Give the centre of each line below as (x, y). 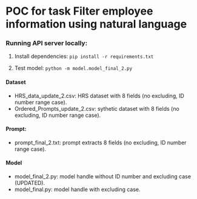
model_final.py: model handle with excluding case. (77, 189)
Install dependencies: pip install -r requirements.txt (84, 57)
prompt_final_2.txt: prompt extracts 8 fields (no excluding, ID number (100, 142)
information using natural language (96, 24)
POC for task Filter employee (79, 11)
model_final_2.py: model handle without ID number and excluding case (103, 176)
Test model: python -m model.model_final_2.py (73, 68)
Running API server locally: (47, 43)
